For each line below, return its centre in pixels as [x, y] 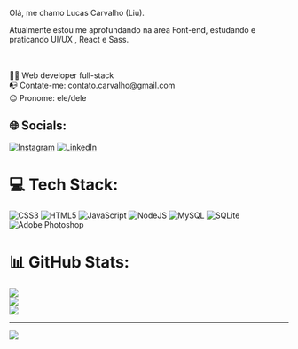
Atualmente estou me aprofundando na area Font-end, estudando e [133, 30]
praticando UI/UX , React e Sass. [69, 39]
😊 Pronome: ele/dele [48, 98]
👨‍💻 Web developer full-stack [62, 75]
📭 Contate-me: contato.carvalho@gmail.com [92, 85]
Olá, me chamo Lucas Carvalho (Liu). [77, 13]
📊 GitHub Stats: [70, 262]
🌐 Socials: [38, 126]
